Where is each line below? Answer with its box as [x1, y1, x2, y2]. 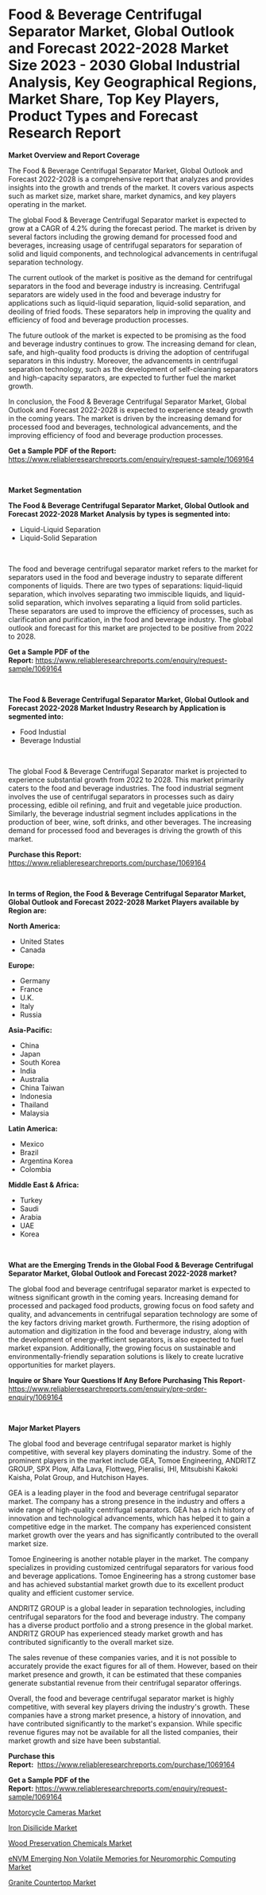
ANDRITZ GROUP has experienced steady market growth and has [8, 1628, 224, 1638]
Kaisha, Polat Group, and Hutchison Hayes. [8, 1472, 149, 1482]
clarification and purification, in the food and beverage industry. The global [8, 615, 253, 624]
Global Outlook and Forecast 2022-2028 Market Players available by [8, 897, 240, 907]
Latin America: [8, 1123, 58, 1133]
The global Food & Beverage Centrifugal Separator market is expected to [8, 215, 246, 225]
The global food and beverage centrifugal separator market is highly [8, 1439, 232, 1448]
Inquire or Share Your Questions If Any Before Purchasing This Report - [8, 1375, 246, 1385]
